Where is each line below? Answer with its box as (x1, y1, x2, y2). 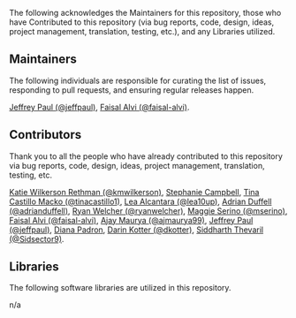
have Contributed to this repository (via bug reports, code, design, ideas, (9, 17, 275, 27)
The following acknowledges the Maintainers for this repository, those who (9, 8, 282, 18)
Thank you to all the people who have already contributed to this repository (9, 150, 283, 162)
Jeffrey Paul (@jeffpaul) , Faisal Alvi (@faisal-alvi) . (9, 102, 190, 112)
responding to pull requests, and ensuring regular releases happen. (9, 84, 254, 95)
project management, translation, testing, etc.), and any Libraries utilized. (9, 26, 276, 36)
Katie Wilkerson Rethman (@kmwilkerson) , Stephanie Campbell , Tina (9, 186, 260, 197)
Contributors (9, 127, 82, 142)
